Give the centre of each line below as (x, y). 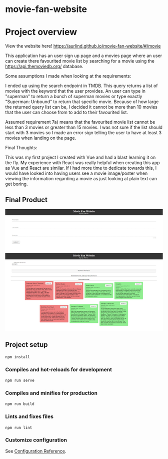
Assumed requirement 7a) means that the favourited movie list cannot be (80, 122)
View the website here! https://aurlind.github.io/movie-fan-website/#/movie (83, 46)
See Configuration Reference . (36, 451)
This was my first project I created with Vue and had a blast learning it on (80, 157)
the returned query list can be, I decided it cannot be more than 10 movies (81, 107)
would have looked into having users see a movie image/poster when (76, 173)
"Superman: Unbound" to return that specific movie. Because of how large (82, 102)
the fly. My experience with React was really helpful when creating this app (82, 163)
